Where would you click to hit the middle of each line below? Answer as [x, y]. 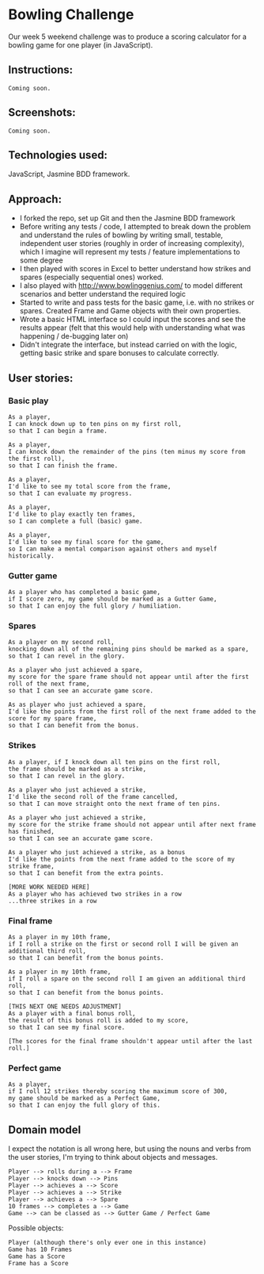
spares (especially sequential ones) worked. [91, 277]
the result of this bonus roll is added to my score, [99, 1021]
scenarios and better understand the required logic [102, 294]
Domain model [45, 1129]
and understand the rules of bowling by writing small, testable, [121, 235]
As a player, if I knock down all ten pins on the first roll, [115, 762]
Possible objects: [36, 1228]
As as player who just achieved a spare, [77, 705]
